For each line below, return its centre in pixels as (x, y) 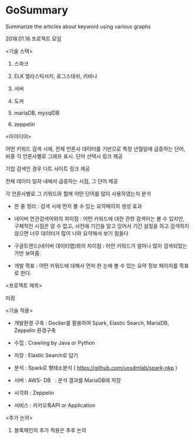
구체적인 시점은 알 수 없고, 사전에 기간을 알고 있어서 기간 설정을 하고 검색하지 (102, 226)
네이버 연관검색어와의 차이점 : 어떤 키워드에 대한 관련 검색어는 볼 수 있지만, (99, 219)
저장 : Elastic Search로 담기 (46, 355)
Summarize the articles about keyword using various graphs (78, 26)
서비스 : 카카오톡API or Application (54, 405)
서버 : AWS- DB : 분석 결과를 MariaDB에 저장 (67, 380)
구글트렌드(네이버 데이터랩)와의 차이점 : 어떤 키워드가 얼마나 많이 (88, 246)
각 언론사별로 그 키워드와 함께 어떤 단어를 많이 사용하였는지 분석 (78, 193)
